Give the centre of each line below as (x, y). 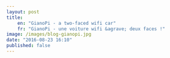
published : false (28, 46)
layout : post (23, 12)
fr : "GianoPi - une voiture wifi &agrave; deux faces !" (91, 29)
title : (15, 18)
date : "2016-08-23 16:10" (39, 40)
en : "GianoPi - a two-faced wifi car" (67, 23)
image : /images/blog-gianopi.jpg (49, 34)
